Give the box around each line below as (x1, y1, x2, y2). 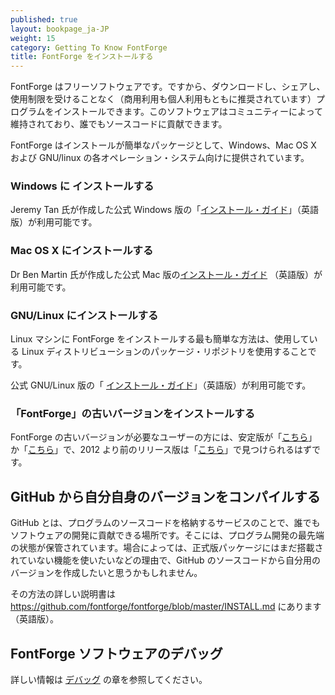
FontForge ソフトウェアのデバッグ (10, 645, 223, 662)
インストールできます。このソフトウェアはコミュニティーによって (53, 106, 323, 118)
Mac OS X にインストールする (10, 244, 154, 258)
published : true (10, 14, 78, 25)
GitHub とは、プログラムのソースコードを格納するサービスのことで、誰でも (10, 517, 321, 529)
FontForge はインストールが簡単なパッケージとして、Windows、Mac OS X (10, 139, 317, 151)
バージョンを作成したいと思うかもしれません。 (10, 567, 203, 579)
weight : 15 (10, 33, 56, 43)
